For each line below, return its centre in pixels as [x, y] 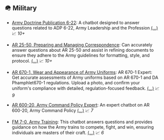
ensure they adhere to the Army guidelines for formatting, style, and [81, 55]
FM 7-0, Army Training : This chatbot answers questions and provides [82, 122]
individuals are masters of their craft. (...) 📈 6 [58, 133]
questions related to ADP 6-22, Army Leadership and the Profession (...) [85, 28]
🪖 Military [21, 8]
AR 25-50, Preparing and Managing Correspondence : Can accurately [82, 45]
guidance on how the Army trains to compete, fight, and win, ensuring [83, 127]
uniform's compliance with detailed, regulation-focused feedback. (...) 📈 [85, 88]
